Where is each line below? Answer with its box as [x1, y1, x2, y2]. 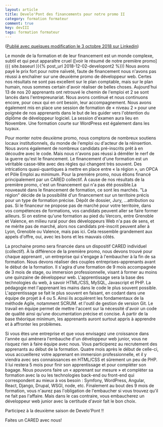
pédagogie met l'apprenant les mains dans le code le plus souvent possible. [5, 285, 157, 291]
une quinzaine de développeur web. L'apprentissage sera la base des [5, 274, 145, 280]
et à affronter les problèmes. [5, 321, 62, 327]
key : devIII [5, 25, 29, 30]
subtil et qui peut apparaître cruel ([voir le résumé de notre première [5, 58, 142, 64]
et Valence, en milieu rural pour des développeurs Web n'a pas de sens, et [5, 218, 154, 224]
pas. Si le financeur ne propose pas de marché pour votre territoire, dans [5, 202, 151, 208]
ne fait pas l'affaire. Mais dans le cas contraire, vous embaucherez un [5, 393, 145, 399]
